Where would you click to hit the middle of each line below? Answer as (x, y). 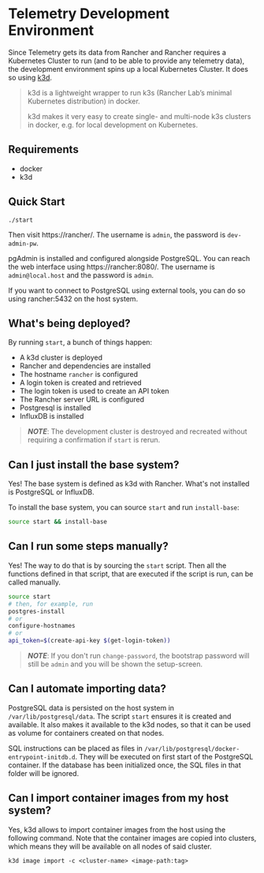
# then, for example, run (50, 604)
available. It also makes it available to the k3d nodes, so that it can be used (129, 724)
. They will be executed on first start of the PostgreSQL (164, 756)
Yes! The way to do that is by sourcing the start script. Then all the (117, 565)
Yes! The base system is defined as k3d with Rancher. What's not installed (129, 484)
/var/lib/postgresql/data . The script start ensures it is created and (120, 716)
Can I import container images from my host (119, 798)
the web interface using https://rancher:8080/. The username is (112, 267)
